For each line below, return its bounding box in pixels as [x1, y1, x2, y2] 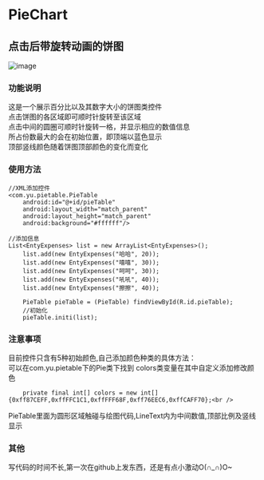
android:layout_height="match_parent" [22, 212, 152, 220]
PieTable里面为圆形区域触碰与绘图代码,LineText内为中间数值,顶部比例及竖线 [8, 411, 257, 420]
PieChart [8, 6, 69, 24]
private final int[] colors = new [22, 389, 137, 397]
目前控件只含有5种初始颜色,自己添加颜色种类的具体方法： [8, 353, 197, 363]
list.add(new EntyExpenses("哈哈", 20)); [22, 250, 160, 258]
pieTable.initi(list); [22, 313, 98, 321]
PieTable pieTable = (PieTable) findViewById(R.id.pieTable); [22, 298, 234, 306]
